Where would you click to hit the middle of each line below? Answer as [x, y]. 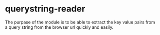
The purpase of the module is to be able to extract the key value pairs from [80, 22]
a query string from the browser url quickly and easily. [59, 27]
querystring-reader [45, 9]
